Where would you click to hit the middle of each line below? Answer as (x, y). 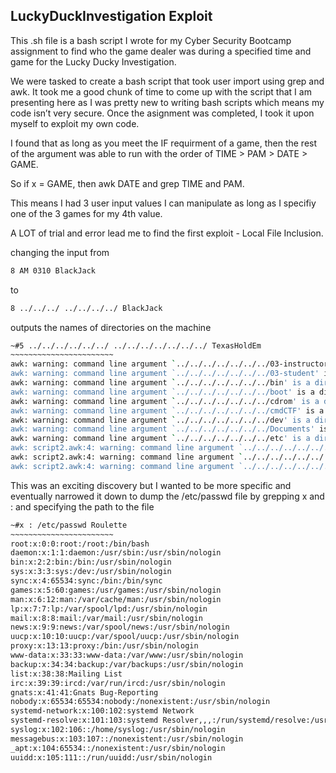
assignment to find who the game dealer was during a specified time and (161, 51)
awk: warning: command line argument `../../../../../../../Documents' (162, 429)
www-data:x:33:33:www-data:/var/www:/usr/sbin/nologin (127, 655)
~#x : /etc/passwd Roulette (69, 525)
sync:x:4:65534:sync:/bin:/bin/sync (86, 581)
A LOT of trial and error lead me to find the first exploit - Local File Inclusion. (167, 233)
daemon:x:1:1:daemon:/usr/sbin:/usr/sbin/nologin (116, 553)
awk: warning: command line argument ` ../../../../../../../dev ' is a (160, 420)
